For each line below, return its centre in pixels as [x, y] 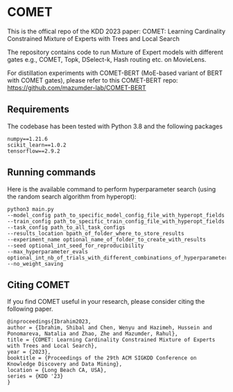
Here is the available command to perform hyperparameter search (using [112, 189]
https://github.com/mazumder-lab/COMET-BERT [77, 87]
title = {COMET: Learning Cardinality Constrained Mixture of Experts [111, 340]
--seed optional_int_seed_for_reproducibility [76, 246]
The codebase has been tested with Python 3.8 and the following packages [115, 126]
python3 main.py [31, 209]
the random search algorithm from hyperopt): [72, 196]
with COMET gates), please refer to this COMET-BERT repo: [93, 80]
